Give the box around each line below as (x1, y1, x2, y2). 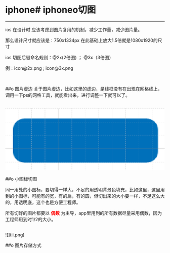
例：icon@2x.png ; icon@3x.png (5, 65, 73, 71)
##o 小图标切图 (5, 176, 37, 182)
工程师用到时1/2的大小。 (5, 217, 56, 223)
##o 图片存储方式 (5, 242, 42, 248)
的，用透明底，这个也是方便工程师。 (5, 199, 81, 205)
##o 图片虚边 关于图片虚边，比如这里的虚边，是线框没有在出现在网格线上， (5, 86, 162, 92)
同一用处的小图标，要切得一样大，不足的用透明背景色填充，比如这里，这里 (5, 187, 160, 193)
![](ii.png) (5, 232, 25, 238)
